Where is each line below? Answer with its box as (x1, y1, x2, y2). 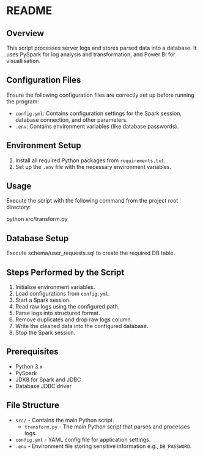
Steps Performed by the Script (6, 267, 125, 277)
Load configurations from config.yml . (15, 290, 110, 297)
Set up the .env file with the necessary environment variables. (15, 163, 172, 170)
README (6, 4, 53, 18)
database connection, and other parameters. (15, 116, 128, 123)
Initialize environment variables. (15, 283, 95, 291)
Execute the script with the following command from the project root (6, 197, 179, 204)
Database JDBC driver (15, 382, 72, 389)
